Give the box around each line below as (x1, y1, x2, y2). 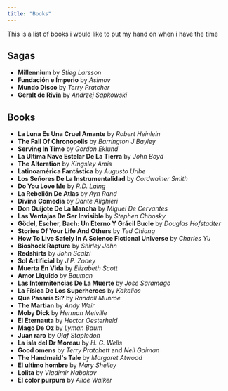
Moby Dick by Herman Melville (17, 309, 107, 317)
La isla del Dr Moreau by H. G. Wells (17, 338, 123, 347)
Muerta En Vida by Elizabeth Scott (17, 264, 118, 272)
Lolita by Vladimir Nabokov (17, 369, 97, 377)
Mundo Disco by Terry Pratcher (17, 84, 110, 92)
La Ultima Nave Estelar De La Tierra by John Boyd (17, 152, 163, 161)
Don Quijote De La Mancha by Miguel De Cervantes (17, 204, 168, 213)
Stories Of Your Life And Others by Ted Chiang (17, 227, 156, 235)
